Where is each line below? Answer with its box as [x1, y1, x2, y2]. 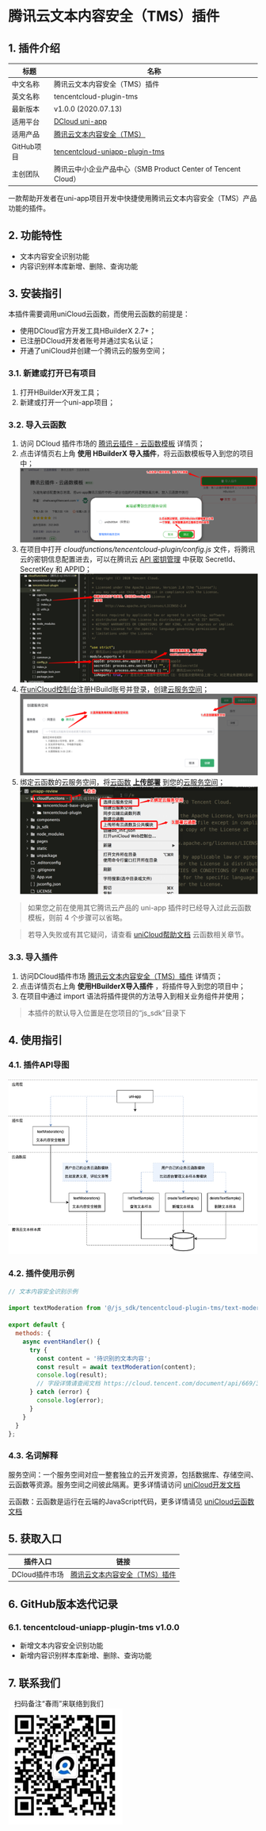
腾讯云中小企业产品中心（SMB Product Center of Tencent [54, 164, 241, 174]
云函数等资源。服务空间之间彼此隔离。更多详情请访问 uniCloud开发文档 [8, 1479, 241, 1489]
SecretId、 [204, 554, 240, 564]
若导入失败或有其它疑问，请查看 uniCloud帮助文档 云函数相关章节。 [27, 930, 249, 940]
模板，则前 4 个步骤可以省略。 [27, 913, 127, 922]
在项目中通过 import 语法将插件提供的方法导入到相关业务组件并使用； [19, 991, 247, 1001]
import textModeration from [8, 1304, 101, 1312]
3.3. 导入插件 [8, 952, 58, 963]
